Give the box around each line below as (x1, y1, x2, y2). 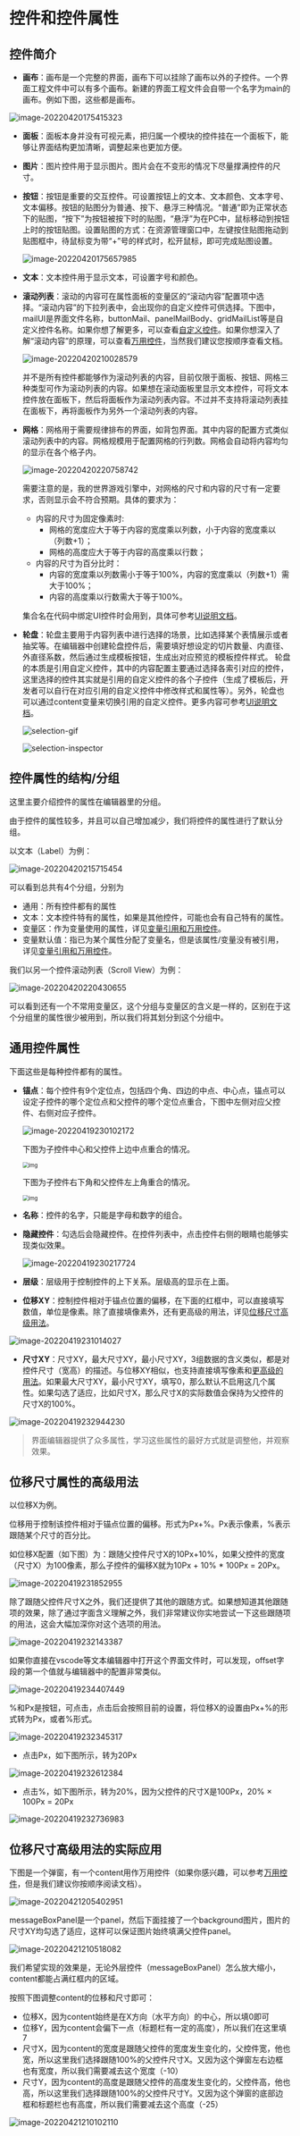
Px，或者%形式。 (32, 1713, 97, 1725)
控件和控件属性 (9, 8, 120, 29)
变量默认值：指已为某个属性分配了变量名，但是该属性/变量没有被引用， (21, 934, 284, 945)
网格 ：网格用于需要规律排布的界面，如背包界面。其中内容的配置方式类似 (21, 425, 288, 434)
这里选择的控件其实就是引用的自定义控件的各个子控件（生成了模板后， (21, 674, 281, 685)
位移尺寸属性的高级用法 (9, 1475, 138, 1490)
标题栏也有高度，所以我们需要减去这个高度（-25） (37, 2099, 223, 2110)
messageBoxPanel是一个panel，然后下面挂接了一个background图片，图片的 (9, 1914, 290, 1926)
